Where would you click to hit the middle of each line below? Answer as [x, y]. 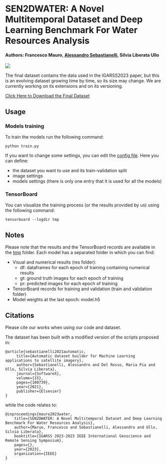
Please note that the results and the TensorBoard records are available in [80, 247]
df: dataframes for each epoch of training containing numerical [85, 268]
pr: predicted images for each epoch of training [69, 284]
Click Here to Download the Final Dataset [47, 96]
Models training [25, 126]
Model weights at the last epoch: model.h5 [56, 300]
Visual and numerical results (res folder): [54, 262]
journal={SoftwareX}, [39, 374]
